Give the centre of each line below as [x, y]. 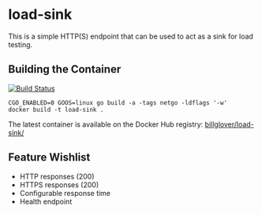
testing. [21, 44]
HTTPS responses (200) [59, 184]
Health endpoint [46, 201]
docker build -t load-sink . [56, 109]
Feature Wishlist [49, 158]
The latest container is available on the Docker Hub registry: [106, 124]
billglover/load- [229, 124]
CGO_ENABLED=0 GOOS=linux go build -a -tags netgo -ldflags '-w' [118, 103]
